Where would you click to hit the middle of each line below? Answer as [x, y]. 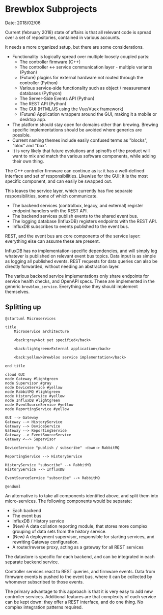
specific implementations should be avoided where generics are [77, 129]
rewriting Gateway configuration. [45, 542]
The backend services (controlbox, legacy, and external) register [78, 205]
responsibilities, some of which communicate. [52, 196]
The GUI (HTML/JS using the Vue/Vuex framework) [71, 109]
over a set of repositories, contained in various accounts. [63, 37]
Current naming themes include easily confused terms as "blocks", [80, 140]
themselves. [17, 291]
